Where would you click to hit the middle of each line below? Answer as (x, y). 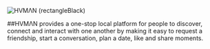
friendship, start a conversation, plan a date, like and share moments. (105, 38)
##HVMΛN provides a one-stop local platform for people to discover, (105, 23)
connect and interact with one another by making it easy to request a (105, 31)
